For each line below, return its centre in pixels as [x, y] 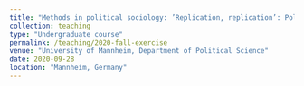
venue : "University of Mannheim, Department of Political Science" [139, 51]
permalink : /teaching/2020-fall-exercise [89, 43]
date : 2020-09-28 [42, 59]
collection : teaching [50, 26]
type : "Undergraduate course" [66, 34]
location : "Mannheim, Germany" [68, 68]
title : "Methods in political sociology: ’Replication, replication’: [145, 17]
